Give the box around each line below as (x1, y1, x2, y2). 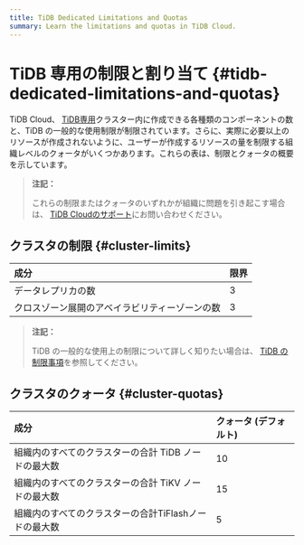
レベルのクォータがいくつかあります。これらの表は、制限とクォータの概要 (16, 148, 294, 159)
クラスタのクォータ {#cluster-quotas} (9, 386, 224, 401)
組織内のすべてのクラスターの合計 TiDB (14, 446, 181, 459)
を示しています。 (9, 159, 72, 170)
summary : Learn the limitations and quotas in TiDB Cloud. (9, 22, 237, 31)
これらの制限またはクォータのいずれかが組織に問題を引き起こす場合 (31, 198, 286, 209)
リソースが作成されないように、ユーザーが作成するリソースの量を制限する (9, 136, 286, 147)
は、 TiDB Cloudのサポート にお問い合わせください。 (31, 209, 228, 220)
